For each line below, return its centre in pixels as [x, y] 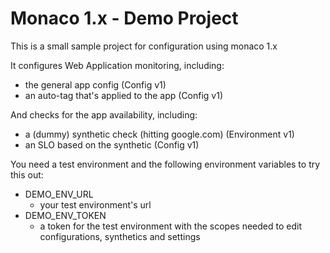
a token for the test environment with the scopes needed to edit [170, 226]
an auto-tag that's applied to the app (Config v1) [124, 95]
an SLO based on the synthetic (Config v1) [112, 144]
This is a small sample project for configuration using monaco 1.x [144, 46]
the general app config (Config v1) [95, 84]
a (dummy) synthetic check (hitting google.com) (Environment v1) [159, 134]
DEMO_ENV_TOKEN [65, 215]
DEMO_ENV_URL [59, 194]
